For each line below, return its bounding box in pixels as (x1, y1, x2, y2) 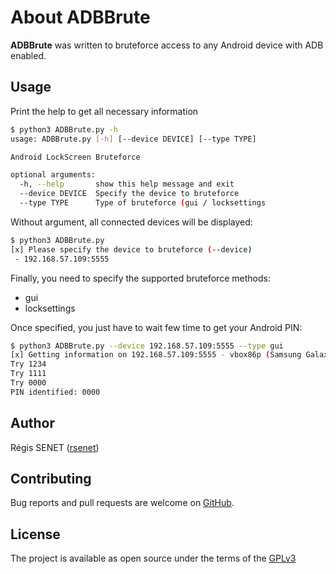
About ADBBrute (10, 6, 151, 29)
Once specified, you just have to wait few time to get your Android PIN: (10, 321, 303, 333)
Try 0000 (10, 378, 47, 388)
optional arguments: (10, 170, 97, 180)
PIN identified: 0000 (10, 387, 101, 397)
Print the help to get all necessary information (10, 105, 199, 117)
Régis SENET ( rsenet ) (10, 441, 100, 453)
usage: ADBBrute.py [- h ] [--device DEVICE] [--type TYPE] (10, 134, 257, 144)
